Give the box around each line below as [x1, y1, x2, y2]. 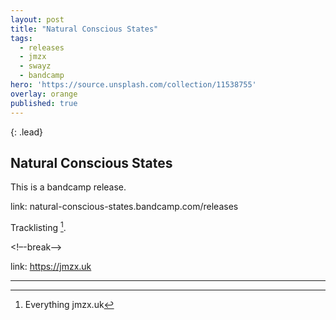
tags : [10, 33, 33, 43]
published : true [10, 98, 78, 108]
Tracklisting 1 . [10, 220, 67, 233]
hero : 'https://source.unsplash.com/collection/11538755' [10, 80, 257, 90]
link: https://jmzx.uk [10, 260, 92, 272]
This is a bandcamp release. [10, 181, 127, 193]
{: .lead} [10, 126, 44, 138]
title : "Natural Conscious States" [10, 24, 159, 34]
